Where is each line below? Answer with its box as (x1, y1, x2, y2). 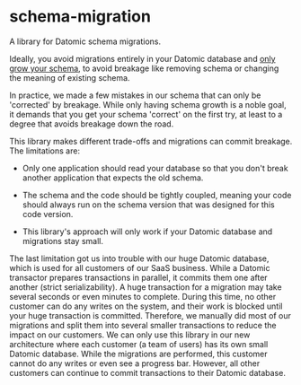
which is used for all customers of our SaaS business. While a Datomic (9, 262, 270, 273)
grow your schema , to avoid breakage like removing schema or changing (9, 63, 279, 74)
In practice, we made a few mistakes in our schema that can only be (9, 90, 261, 101)
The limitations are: (9, 145, 81, 156)
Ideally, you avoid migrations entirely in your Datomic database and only (9, 53, 276, 64)
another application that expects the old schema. (22, 172, 204, 183)
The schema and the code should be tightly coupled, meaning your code (22, 189, 292, 200)
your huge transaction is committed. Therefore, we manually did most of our (9, 310, 292, 320)
